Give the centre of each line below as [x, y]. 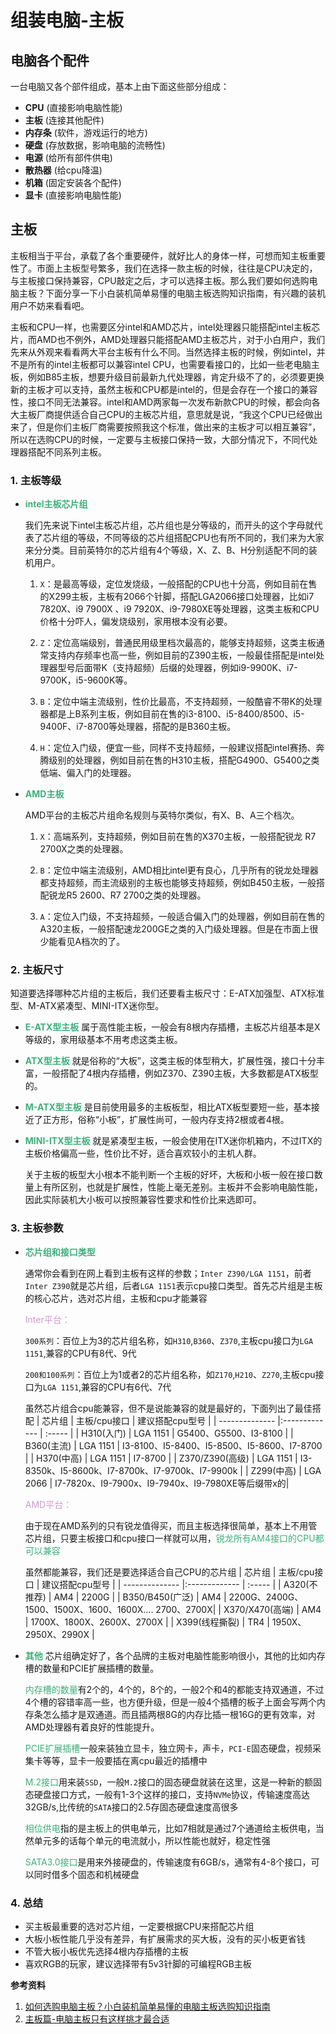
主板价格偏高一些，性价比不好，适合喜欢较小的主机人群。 [143, 1153]
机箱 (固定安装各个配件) [73, 182]
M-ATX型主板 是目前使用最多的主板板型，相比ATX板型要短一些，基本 [168, 1107]
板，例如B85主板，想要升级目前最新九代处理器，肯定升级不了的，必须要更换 [167, 377]
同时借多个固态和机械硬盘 [86, 1874]
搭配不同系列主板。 [67, 452]
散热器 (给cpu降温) [63, 170]
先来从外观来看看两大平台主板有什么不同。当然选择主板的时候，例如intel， [163, 352]
